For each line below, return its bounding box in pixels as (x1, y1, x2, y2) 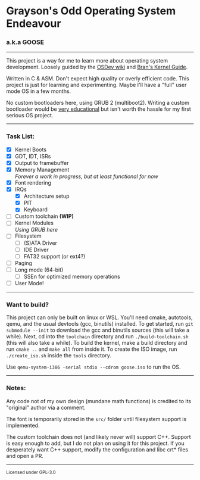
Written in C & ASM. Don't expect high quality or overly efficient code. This (6, 75, 189, 82)
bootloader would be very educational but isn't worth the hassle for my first (6, 105, 192, 113)
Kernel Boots (14, 146, 46, 153)
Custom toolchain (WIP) (14, 213, 74, 220)
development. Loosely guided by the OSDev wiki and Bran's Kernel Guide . (6, 64, 188, 71)
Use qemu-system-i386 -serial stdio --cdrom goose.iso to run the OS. (6, 363, 181, 370)
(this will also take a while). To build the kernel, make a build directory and (6, 339, 187, 347)
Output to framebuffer (14, 159, 69, 166)
